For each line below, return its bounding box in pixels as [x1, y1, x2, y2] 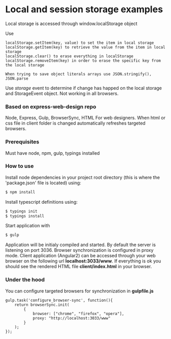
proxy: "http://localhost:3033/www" [32, 316, 111, 321]
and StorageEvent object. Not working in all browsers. [5, 90, 119, 96]
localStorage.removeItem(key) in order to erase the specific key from [5, 58, 161, 63]
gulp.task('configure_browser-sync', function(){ [5, 298, 113, 303]
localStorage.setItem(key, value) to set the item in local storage [5, 40, 154, 45]
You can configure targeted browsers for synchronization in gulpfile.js [5, 287, 154, 294]
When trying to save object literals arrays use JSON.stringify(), [5, 71, 152, 77]
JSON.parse [5, 76, 29, 81]
